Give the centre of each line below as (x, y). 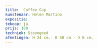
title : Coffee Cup (26, 10)
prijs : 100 (17, 28)
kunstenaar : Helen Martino (34, 14)
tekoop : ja (17, 24)
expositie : (17, 19)
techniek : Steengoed (27, 33)
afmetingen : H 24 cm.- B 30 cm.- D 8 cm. (50, 38)
